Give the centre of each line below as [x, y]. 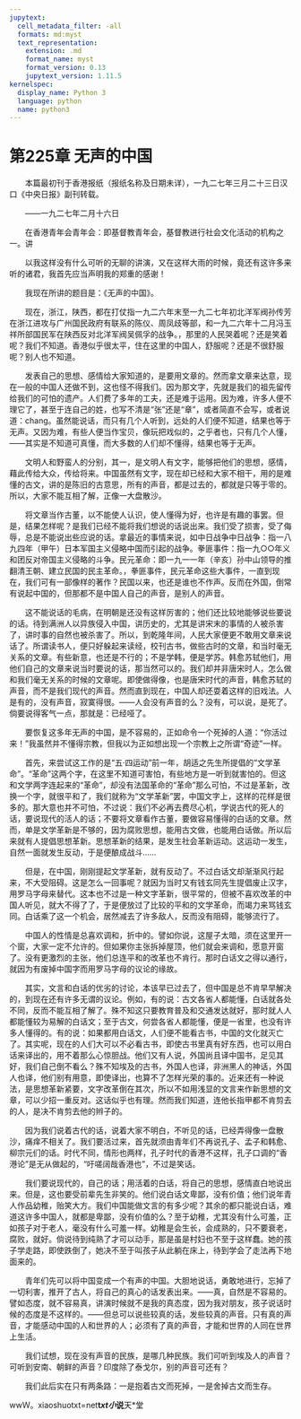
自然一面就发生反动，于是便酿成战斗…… [83, 852]
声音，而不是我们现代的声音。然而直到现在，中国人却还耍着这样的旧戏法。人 [150, 691]
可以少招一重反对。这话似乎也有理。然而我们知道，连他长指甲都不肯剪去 [158, 1101]
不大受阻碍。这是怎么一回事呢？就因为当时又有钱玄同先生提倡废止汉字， [158, 883]
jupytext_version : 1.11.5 [74, 76]
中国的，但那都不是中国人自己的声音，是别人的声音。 [131, 594]
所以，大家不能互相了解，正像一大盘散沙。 [88, 496]
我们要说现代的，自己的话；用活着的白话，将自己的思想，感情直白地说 [154, 1183]
